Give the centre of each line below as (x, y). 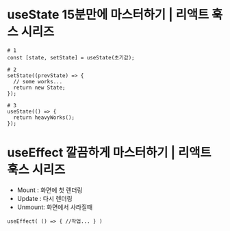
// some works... (38, 81)
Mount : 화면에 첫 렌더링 (50, 190)
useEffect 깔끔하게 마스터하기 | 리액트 (109, 153)
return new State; (40, 87)
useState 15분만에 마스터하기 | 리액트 (108, 15)
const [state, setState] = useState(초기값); (71, 57)
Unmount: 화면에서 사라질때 (55, 207)
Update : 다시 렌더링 (45, 198)
